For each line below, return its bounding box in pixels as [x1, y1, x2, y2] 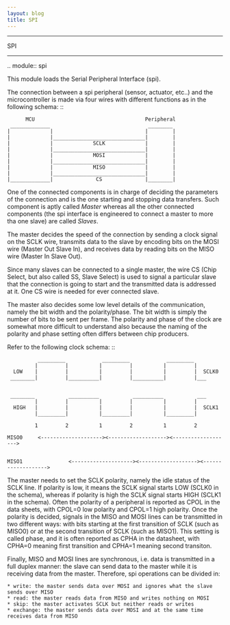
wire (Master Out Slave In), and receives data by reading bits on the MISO [7, 245, 214, 253]
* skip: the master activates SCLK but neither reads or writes [7, 600, 194, 607]
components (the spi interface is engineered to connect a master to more [7, 210, 214, 218]
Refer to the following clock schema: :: [7, 343, 115, 351]
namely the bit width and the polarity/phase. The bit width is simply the [7, 308, 207, 316]
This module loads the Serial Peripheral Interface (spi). [7, 75, 161, 83]
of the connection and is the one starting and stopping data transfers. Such [7, 195, 219, 203]
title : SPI [7, 16, 38, 23]
